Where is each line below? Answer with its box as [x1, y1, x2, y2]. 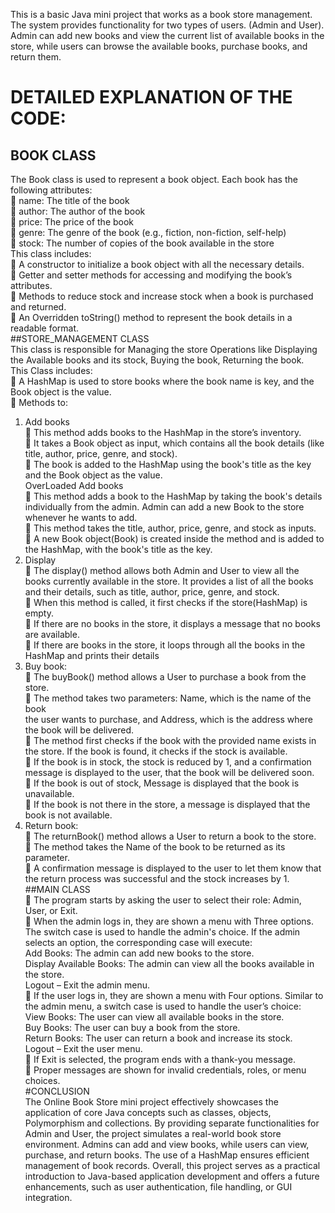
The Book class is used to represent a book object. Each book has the [10, 174, 298, 185]
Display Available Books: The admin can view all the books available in [24, 958, 315, 969]
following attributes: [10, 184, 93, 196]
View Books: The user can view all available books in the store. [24, 1011, 285, 1023]
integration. [24, 1192, 73, 1203]
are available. [24, 629, 80, 640]
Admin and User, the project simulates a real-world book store [24, 1128, 282, 1139]
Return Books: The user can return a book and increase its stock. [24, 1032, 293, 1044]
